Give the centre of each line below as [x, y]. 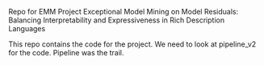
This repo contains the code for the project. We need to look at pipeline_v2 [132, 44]
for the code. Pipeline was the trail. [66, 53]
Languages [27, 28]
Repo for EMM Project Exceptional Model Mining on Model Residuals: [124, 12]
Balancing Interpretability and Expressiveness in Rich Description [116, 20]
